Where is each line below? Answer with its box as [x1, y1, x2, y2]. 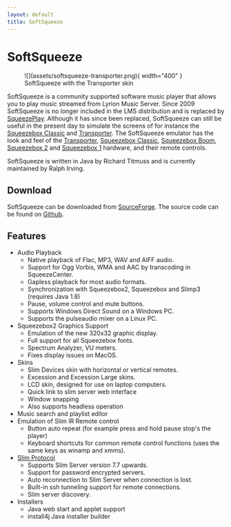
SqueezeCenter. [27, 270, 74, 279]
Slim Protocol [17, 454, 55, 462]
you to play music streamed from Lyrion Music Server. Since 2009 [7, 100, 195, 108]
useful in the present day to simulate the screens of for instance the [7, 121, 200, 130]
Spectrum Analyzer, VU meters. [27, 344, 117, 352]
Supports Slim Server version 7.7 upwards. [27, 461, 148, 469]
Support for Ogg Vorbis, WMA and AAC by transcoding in [27, 263, 191, 272]
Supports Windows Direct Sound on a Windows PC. [27, 307, 174, 315]
